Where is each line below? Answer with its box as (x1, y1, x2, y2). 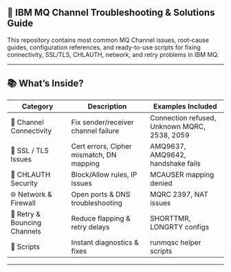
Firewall (10, 198, 36, 207)
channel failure (71, 126, 120, 135)
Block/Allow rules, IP (71, 170, 137, 179)
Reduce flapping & (71, 214, 131, 223)
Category (21, 101, 54, 111)
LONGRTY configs (150, 222, 210, 231)
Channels (10, 226, 41, 236)
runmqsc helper (150, 238, 201, 247)
